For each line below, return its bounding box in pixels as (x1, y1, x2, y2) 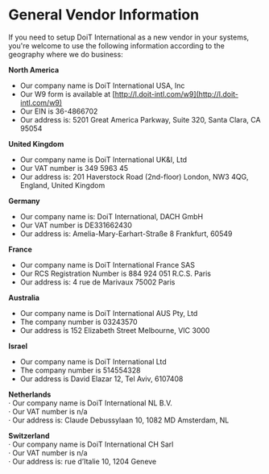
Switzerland (8, 430, 50, 440)
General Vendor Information (8, 6, 200, 24)
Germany (8, 196, 40, 206)
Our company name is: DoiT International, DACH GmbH (19, 211, 204, 221)
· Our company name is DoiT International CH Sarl (8, 439, 174, 449)
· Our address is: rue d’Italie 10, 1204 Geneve (8, 456, 157, 466)
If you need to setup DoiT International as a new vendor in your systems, (8, 32, 250, 42)
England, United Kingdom (19, 180, 106, 190)
